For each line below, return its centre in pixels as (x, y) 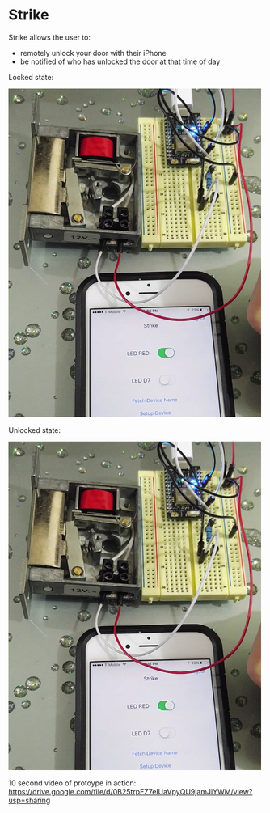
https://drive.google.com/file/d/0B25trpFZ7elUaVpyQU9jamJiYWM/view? (131, 791)
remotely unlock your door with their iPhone (93, 53)
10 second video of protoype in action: (72, 783)
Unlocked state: (35, 430)
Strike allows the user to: (50, 37)
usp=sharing (30, 800)
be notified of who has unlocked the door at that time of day (120, 61)
